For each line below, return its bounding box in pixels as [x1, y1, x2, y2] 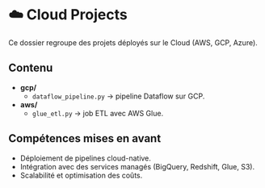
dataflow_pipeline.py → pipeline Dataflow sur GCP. [32, 91, 205, 101]
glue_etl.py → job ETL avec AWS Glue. [32, 108, 164, 118]
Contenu [8, 61, 53, 75]
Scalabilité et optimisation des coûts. [19, 170, 143, 180]
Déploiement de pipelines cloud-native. [19, 153, 152, 163]
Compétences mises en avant [8, 132, 162, 145]
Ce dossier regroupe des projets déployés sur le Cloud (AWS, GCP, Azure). [8, 37, 259, 48]
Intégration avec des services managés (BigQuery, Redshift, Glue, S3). [19, 161, 255, 171]
